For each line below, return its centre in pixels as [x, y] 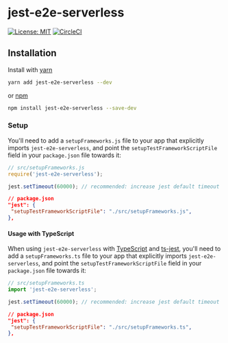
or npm [18, 95]
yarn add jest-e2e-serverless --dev [60, 82]
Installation [32, 53]
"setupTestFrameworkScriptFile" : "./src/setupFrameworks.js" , [101, 212]
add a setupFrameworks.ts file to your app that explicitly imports [98, 256]
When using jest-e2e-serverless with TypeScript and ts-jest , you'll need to [114, 249]
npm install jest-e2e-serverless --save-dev [72, 108]
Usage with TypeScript [41, 233]
